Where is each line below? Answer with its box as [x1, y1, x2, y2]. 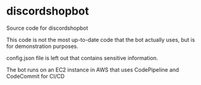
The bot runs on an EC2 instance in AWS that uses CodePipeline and [6, 66, 179, 73]
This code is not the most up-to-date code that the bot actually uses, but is [6, 36, 196, 43]
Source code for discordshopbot [6, 24, 89, 32]
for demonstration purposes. [6, 42, 78, 50]
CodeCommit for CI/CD [6, 72, 65, 80]
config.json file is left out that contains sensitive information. [6, 54, 158, 61]
